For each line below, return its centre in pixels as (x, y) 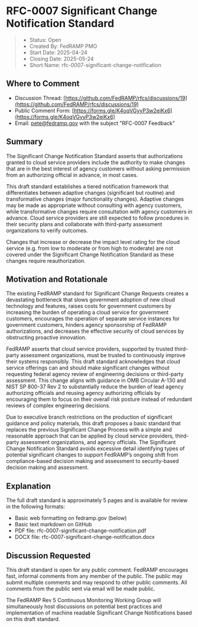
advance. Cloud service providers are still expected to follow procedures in (98, 218)
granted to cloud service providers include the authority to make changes (95, 162)
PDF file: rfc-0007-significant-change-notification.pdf (80, 530)
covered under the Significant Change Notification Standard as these (90, 254)
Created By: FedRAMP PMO (63, 46)
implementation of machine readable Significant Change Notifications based (99, 613)
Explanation (29, 486)
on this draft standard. (33, 619)
